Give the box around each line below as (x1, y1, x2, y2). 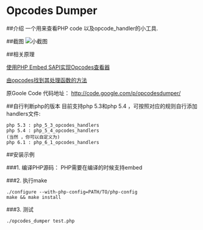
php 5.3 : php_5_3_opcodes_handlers (6, 122, 99, 128)
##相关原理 (6, 50, 35, 58)
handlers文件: (6, 110, 41, 117)
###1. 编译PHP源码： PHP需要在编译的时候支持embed (6, 164, 143, 171)
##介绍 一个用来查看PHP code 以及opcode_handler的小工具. (6, 24, 158, 32)
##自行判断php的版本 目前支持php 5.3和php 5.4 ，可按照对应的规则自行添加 (6, 102, 198, 110)
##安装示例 (6, 151, 35, 158)
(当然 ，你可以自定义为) (6, 134, 60, 140)
